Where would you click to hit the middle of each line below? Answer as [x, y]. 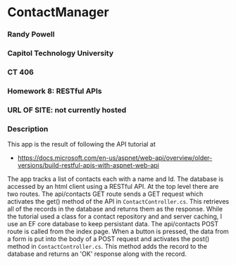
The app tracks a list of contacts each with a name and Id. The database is [116, 179]
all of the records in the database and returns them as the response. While [115, 209]
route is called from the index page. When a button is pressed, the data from [118, 232]
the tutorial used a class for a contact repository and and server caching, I [115, 216]
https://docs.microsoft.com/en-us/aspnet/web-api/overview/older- [115, 158]
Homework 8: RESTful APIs [55, 91]
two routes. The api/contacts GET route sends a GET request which [105, 194]
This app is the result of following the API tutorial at [82, 144]
